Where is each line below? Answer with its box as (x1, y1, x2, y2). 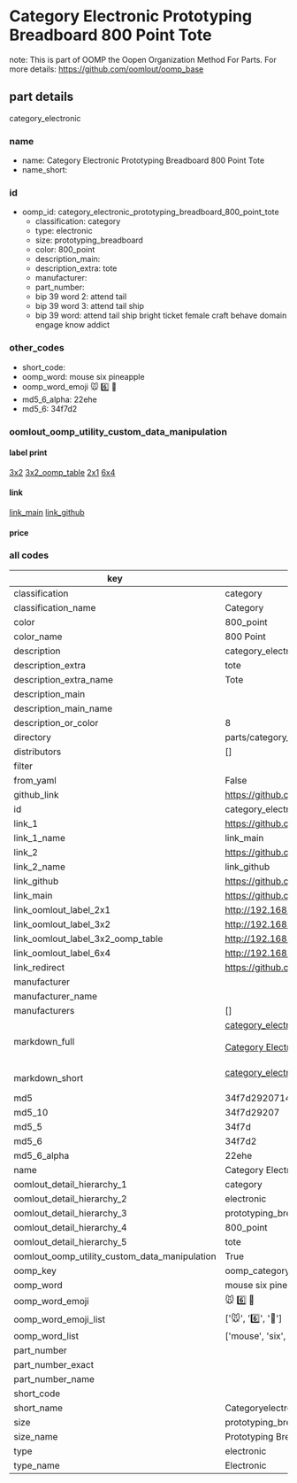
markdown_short (13, 1071, 84, 1084)
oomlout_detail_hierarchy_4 (13, 1221, 127, 1233)
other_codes (9, 342, 65, 354)
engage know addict (34, 320, 110, 330)
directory (13, 730, 51, 743)
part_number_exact (13, 1358, 95, 1371)
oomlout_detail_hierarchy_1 (13, 1178, 127, 1190)
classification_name (13, 601, 96, 614)
